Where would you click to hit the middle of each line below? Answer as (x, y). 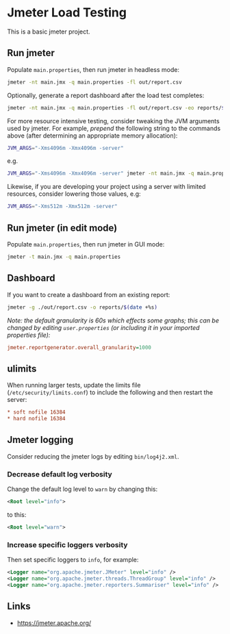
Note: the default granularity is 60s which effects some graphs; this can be (113, 320)
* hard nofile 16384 (37, 419)
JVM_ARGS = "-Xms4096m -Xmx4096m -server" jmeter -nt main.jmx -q (101, 174)
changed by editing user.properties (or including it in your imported (103, 327)
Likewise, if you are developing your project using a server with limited (106, 187)
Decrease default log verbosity (60, 474)
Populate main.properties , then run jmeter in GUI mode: (86, 244)
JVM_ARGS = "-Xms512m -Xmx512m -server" (62, 207)
